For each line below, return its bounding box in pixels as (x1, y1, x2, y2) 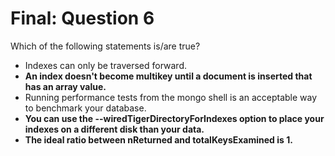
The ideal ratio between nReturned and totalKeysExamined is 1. (24, 133, 293, 146)
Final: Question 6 (10, 7, 155, 30)
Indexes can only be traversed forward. (24, 59, 187, 71)
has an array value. (24, 80, 107, 92)
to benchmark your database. (24, 102, 147, 114)
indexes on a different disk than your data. (24, 123, 205, 135)
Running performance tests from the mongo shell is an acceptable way (24, 91, 318, 103)
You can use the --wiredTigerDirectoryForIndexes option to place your (24, 112, 325, 124)
